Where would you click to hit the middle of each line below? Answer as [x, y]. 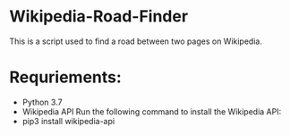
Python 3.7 [42, 102]
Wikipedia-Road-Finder [99, 17]
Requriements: [66, 77]
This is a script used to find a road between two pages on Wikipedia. [136, 41]
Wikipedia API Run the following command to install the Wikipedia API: [152, 111]
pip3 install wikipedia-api [68, 121]
